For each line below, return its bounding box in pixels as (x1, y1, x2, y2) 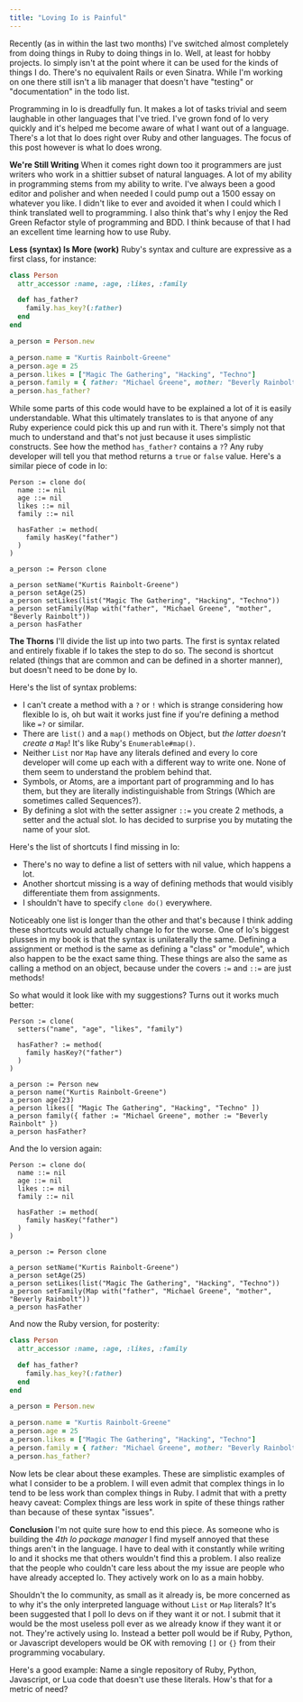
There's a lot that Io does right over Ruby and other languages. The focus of (9, 132, 291, 143)
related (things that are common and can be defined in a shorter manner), (9, 655, 283, 666)
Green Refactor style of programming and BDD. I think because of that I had (9, 216, 291, 227)
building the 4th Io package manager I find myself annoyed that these (9, 1533, 270, 1544)
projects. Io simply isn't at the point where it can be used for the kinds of (9, 57, 279, 68)
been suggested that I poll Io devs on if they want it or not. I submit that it (9, 1608, 281, 1619)
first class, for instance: (9, 253, 97, 264)
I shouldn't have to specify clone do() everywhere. (22, 897, 213, 908)
